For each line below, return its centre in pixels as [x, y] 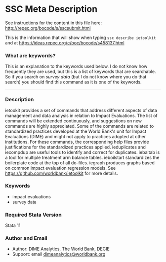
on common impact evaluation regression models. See [61, 168]
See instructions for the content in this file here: [54, 23]
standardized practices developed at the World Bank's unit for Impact [76, 131]
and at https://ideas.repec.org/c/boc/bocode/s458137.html [65, 42]
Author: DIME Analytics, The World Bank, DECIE [61, 249]
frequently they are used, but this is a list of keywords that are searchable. [81, 72]
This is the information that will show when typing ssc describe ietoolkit [81, 37]
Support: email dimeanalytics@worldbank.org [59, 254]
